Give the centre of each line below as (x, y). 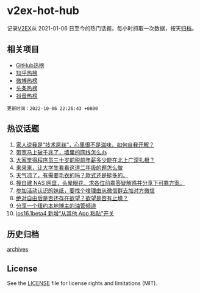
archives (18, 249)
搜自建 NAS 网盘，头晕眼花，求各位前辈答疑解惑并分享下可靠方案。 (100, 183)
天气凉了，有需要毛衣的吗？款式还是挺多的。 (72, 175)
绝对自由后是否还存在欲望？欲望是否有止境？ (72, 198)
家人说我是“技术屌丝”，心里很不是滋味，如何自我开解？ (85, 145)
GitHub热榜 (30, 65)
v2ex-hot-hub (43, 11)
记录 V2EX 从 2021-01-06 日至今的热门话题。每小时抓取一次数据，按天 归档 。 (102, 28)
